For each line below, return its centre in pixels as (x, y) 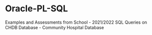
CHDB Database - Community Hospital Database (55, 27)
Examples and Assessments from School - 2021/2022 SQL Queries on (76, 22)
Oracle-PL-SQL (36, 9)
